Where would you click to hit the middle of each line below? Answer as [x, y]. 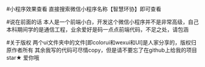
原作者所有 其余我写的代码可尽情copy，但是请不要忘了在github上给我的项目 [102, 50]
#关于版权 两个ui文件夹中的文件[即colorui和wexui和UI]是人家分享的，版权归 [102, 42]
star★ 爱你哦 [23, 58]
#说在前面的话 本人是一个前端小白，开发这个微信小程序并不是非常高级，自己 [102, 22]
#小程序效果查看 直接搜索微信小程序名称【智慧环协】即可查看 [84, 9]
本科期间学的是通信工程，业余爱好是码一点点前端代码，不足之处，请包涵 [97, 30]
